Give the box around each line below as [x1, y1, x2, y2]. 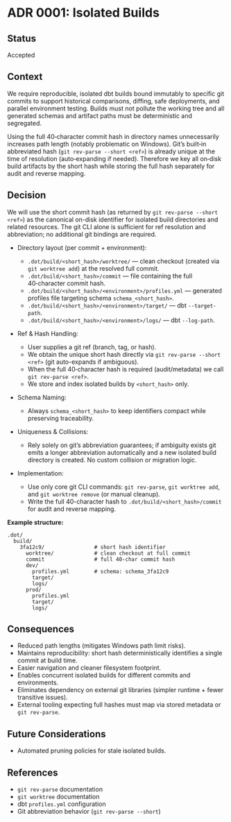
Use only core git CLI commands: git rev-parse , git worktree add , [27, 483, 220, 491]
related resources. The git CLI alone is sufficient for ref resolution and [7, 222, 206, 230]
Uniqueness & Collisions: [17, 427, 89, 435]
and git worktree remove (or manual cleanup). [27, 489, 161, 498]
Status [7, 33, 37, 44]
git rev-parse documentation [17, 785, 103, 794]
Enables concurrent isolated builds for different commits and [17, 671, 191, 680]
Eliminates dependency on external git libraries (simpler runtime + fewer [17, 686, 224, 694]
